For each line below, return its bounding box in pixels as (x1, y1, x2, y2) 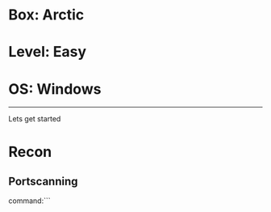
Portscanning (8, 174, 78, 188)
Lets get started (8, 114, 61, 124)
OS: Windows (8, 79, 102, 98)
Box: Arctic (8, 6, 85, 24)
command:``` (8, 196, 51, 206)
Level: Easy (8, 43, 87, 61)
